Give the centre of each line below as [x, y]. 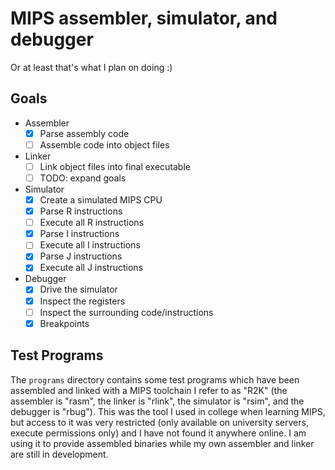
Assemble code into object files [104, 144]
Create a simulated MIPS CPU [101, 200]
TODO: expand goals [83, 178]
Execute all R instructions [92, 223]
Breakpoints [64, 323]
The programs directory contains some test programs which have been [155, 379]
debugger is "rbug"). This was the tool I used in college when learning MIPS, [168, 411]
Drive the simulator [78, 289]
